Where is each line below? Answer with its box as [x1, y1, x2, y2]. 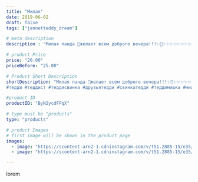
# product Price [6, 52, 46, 58]
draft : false [6, 19, 38, 25]
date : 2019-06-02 [6, 14, 49, 20]
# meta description [6, 36, 54, 42]
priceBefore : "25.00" [6, 62, 60, 68]
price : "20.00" [6, 57, 44, 63]
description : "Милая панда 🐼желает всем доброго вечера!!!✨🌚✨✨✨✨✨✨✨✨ [6, 41, 192, 47]
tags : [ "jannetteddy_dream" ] [6, 25, 78, 31]
